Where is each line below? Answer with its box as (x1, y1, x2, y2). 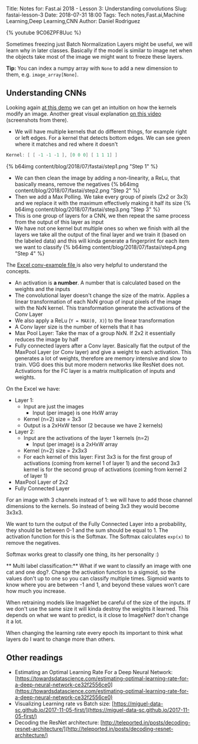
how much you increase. (6, 587, 66, 595)
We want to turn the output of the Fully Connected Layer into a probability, (6, 520, 187, 527)
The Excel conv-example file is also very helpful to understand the (6, 261, 167, 269)
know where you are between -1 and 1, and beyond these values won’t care (6, 581, 190, 588)
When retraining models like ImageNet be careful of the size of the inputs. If (6, 599, 191, 606)
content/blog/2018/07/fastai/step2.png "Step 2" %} (14, 187, 141, 194)
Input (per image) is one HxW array (32, 409, 118, 416)
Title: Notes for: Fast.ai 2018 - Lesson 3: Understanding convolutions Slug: (6, 5, 187, 12)
